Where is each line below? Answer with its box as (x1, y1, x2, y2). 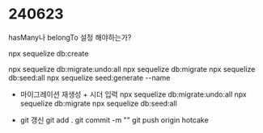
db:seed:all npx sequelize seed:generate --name (8, 73, 171, 82)
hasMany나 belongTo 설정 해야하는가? (8, 32, 132, 42)
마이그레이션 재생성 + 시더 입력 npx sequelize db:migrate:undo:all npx (19, 89, 247, 99)
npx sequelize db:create (8, 48, 89, 58)
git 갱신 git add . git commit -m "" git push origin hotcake (19, 114, 209, 125)
